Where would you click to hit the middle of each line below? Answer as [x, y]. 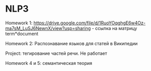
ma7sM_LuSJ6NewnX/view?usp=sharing [48, 28]
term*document [22, 33]
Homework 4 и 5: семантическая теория [49, 63]
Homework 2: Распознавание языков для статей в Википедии [71, 43]
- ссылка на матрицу [115, 28]
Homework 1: [19, 23]
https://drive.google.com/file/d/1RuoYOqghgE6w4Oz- [90, 23]
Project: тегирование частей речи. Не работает [56, 53]
